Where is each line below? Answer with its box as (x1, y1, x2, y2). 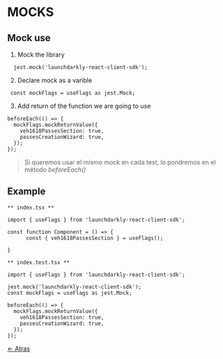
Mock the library (17, 50, 65, 59)
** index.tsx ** (7, 204, 54, 211)
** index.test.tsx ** (7, 259, 70, 266)
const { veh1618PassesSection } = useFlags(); (25, 234, 164, 241)
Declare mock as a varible (17, 76, 93, 84)
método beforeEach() (24, 165, 86, 174)
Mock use (7, 32, 51, 44)
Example (7, 185, 46, 197)
